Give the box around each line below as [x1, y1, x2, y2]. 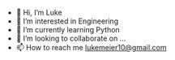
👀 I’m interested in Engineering [15, 16, 119, 26]
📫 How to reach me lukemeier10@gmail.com [15, 43, 167, 52]
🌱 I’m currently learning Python [15, 25, 120, 34]
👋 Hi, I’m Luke [15, 8, 62, 17]
